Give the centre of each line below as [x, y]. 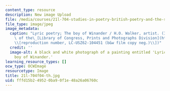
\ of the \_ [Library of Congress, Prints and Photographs [76, 38]
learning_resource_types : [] [36, 62]
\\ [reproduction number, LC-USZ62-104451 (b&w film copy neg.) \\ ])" [88, 43]
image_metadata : [22, 29]
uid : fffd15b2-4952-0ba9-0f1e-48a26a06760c [52, 80]
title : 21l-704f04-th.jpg [32, 76]
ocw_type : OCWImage [26, 66]
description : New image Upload [38, 15]
